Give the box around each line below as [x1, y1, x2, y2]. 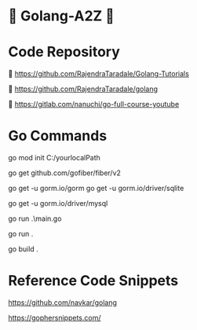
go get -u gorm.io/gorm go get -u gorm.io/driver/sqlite [8, 184, 184, 193]
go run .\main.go [8, 214, 62, 223]
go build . [8, 244, 39, 254]
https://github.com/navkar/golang [8, 298, 118, 307]
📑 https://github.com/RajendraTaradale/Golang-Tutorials [8, 69, 190, 79]
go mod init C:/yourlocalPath [8, 153, 100, 163]
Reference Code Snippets [8, 272, 179, 290]
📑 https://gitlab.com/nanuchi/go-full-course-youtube [8, 100, 180, 109]
